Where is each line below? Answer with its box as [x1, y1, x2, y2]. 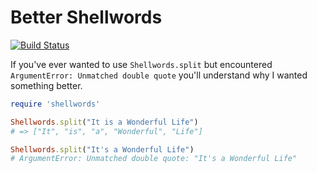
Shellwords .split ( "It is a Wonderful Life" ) [10, 117, 199, 127]
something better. [10, 79, 83, 91]
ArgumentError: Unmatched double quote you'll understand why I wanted [10, 69, 308, 81]
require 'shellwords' [10, 99, 101, 109]
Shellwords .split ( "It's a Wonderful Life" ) [10, 144, 195, 155]
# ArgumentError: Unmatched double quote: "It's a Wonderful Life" [10, 154, 298, 164]
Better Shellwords [10, 6, 163, 29]
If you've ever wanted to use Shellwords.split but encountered [10, 58, 273, 70]
